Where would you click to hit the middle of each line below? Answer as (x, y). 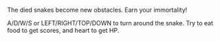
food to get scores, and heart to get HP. (63, 30)
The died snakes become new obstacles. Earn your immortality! (97, 10)
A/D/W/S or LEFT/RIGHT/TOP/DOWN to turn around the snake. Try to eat (110, 23)
